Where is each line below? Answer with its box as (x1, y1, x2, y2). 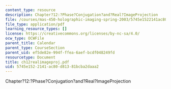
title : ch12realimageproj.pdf (5, 60, 70, 65)
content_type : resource (5, 7, 56, 13)
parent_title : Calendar (5, 41, 56, 46)
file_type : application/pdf (5, 21, 65, 27)
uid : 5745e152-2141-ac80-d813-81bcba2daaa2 (5, 64, 99, 69)
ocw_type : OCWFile (5, 36, 44, 41)
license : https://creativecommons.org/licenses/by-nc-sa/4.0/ (5, 31, 140, 36)
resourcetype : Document (5, 54, 56, 60)
